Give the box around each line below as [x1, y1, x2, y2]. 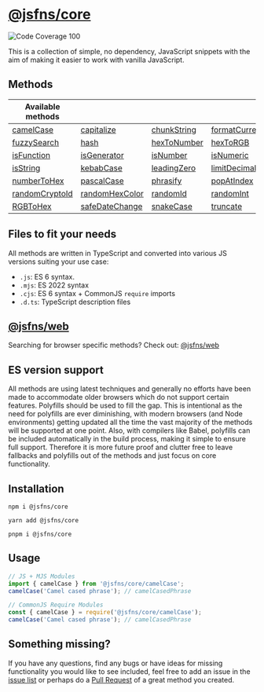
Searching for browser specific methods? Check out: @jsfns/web [8, 340, 220, 350]
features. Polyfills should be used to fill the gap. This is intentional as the [8, 401, 243, 410]
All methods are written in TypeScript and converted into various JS [8, 248, 228, 258]
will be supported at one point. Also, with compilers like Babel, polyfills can [8, 426, 251, 435]
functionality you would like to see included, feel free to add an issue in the [8, 666, 251, 676]
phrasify [151, 175, 182, 186]
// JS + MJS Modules [8, 572, 76, 580]
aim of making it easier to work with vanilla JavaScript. [8, 55, 185, 64]
